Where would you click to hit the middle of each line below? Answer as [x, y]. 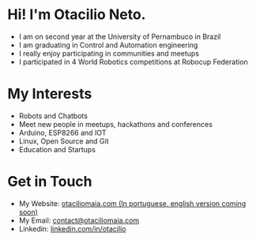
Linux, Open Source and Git [64, 141]
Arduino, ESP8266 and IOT [62, 132]
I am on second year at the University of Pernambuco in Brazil [120, 36]
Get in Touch [50, 182]
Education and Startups [57, 149]
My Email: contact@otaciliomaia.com [79, 220]
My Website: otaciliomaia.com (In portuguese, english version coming [132, 203]
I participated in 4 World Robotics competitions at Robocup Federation [133, 62]
